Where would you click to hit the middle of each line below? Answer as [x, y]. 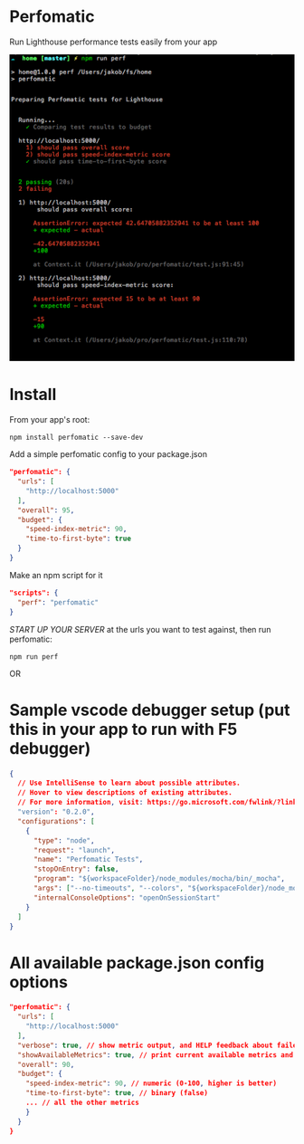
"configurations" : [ [56, 821]
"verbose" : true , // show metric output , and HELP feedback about [145, 1045]
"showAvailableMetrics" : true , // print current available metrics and [156, 1055]
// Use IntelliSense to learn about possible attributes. [129, 783]
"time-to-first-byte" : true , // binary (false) [117, 1093]
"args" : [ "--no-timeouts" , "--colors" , [108, 889]
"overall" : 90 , [46, 1064]
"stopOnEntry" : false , [76, 869]
